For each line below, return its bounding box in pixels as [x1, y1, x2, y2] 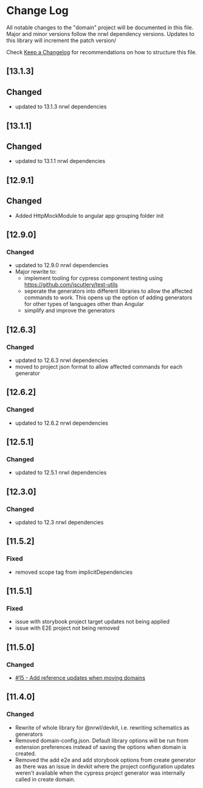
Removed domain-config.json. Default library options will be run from [15, 737, 188, 744]
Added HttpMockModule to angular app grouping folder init [15, 212, 164, 219]
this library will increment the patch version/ [6, 37, 117, 44]
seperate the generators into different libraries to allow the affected [24, 287, 193, 295]
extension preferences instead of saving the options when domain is [15, 743, 187, 750]
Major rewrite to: [15, 268, 57, 276]
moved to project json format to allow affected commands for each [15, 363, 183, 370]
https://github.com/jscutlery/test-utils [24, 281, 119, 288]
